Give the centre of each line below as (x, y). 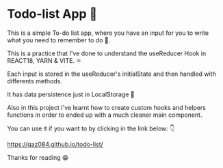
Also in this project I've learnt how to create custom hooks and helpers (107, 107)
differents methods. (35, 81)
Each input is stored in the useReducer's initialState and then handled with (112, 74)
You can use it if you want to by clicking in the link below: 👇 (91, 128)
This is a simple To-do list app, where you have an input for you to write (108, 33)
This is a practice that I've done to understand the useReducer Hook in (107, 53)
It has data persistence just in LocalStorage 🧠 (71, 94)
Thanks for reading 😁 (38, 157)
